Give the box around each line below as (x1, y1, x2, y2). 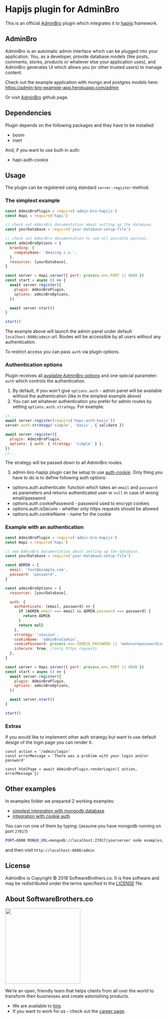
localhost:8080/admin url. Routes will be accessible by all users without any (5, 334, 161, 340)
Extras (5, 723, 21, 730)
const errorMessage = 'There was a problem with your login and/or (5, 754, 149, 759)
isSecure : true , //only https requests (14, 646, 97, 651)
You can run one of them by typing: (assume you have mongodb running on (5, 823, 161, 829)
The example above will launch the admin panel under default (5, 328, 132, 335)
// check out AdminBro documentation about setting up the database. (5, 222, 153, 227)
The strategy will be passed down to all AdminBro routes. (5, 460, 123, 466)
